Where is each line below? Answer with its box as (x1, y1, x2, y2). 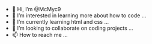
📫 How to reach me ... (11, 32, 68, 38)
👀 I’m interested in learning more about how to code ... (11, 12, 147, 19)
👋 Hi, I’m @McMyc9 (11, 6, 61, 12)
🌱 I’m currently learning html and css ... (11, 18, 109, 25)
